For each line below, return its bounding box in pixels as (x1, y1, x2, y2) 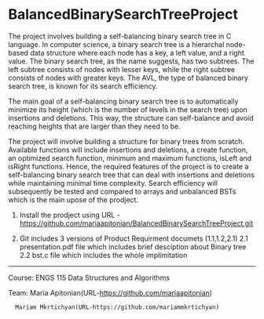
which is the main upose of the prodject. (8, 194, 139, 205)
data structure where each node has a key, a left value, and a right (30, 48, 245, 57)
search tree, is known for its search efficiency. (8, 81, 158, 91)
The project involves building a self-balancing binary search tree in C (8, 31, 232, 41)
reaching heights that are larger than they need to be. (8, 121, 181, 131)
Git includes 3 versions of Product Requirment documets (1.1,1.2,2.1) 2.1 (19, 234, 249, 243)
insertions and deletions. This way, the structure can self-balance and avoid (8, 113, 254, 122)
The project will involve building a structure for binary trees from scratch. (8, 136, 245, 146)
